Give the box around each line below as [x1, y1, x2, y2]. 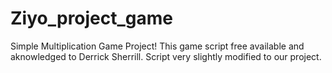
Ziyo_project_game [10, 7, 174, 30]
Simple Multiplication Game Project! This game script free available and [10, 40, 305, 52]
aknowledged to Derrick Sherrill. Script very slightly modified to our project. [10, 50, 322, 62]
